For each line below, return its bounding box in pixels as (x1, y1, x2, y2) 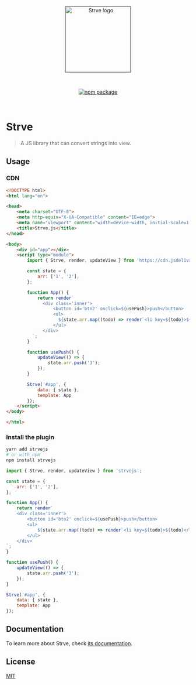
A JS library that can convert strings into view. (20, 139, 131, 146)
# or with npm (6, 452, 41, 458)
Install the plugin (6, 433, 54, 441)
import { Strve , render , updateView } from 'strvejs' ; (6, 468, 142, 474)
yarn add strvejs (6, 446, 48, 453)
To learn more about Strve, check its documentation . (6, 639, 133, 647)
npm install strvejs (6, 457, 57, 463)
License (6, 657, 36, 667)
